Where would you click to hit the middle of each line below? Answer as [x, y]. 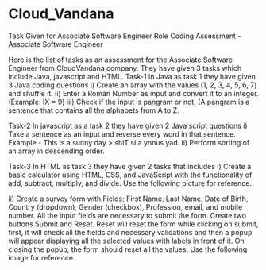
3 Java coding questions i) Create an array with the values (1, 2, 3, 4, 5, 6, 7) [133, 85]
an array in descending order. [56, 151]
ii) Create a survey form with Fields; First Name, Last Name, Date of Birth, [128, 199]
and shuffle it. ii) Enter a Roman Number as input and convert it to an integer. [133, 93]
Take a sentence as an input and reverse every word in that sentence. [122, 134]
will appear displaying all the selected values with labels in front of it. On [126, 241]
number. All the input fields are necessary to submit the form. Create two [127, 215]
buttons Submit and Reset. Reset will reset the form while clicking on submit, [133, 224]
